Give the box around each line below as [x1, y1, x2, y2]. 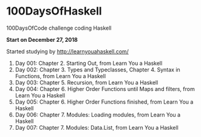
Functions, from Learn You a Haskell [15, 72, 106, 79]
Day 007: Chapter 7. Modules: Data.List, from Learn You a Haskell [15, 124, 179, 131]
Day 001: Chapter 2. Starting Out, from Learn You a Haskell [15, 59, 163, 67]
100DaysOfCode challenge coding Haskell [6, 24, 112, 32]
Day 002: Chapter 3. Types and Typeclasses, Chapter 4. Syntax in [15, 65, 180, 73]
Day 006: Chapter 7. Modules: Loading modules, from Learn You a [15, 111, 181, 118]
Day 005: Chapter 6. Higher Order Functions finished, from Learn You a [15, 98, 194, 105]
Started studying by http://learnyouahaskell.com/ [6, 47, 129, 55]
